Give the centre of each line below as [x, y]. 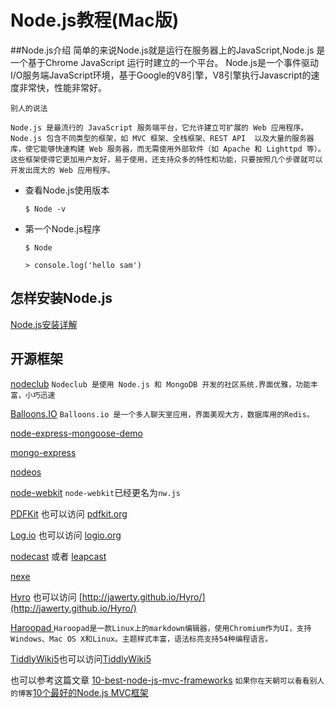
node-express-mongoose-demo [77, 433]
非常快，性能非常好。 [62, 87]
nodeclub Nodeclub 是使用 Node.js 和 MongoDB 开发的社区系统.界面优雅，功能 [161, 383]
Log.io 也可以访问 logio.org [66, 535]
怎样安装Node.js [61, 298]
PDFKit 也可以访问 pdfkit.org [69, 513]
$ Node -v [45, 209]
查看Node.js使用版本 [67, 190]
